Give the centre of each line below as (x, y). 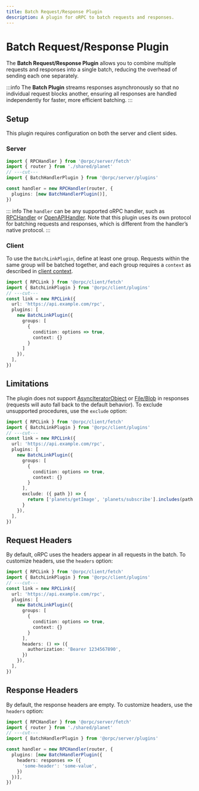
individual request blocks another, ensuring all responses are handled (91, 94)
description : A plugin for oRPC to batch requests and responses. (90, 17)
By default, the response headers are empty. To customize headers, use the (99, 705)
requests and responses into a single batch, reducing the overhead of (92, 70)
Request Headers (39, 540)
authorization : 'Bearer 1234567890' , (74, 650)
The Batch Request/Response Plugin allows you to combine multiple (91, 63)
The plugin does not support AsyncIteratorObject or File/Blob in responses (98, 398)
